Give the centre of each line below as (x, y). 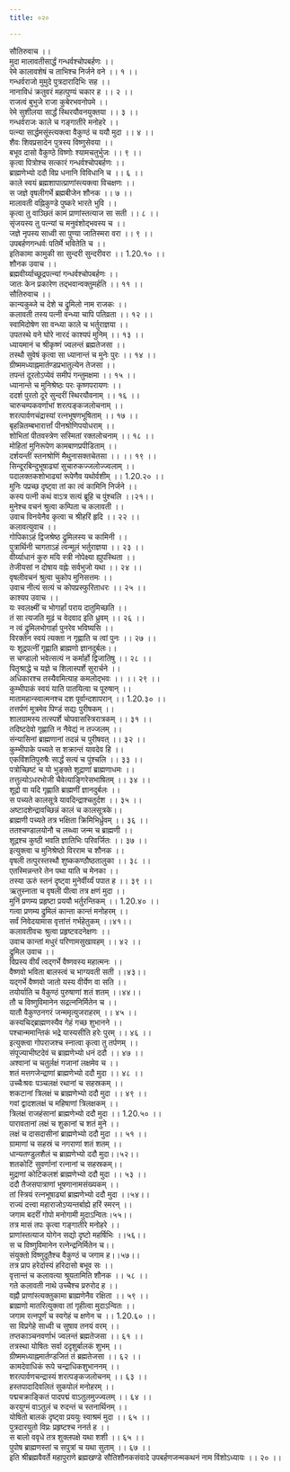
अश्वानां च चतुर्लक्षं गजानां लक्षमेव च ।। (64, 1063)
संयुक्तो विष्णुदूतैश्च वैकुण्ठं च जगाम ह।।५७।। (75, 1254)
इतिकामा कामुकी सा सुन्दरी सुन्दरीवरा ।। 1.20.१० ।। (88, 254)
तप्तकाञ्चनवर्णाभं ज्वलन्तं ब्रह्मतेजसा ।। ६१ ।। (76, 1335)
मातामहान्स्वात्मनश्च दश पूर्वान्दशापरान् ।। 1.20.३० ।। (88, 699)
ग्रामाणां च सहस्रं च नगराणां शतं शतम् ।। (66, 1144)
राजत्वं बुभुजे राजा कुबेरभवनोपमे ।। (59, 102)
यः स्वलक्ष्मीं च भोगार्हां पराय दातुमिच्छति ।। (68, 607)
